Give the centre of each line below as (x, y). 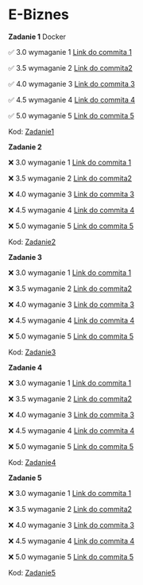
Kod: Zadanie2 (32, 242)
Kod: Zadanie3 (32, 352)
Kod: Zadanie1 (31, 131)
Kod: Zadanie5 (32, 572)
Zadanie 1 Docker (37, 37)
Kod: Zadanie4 (32, 462)
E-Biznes (39, 15)
